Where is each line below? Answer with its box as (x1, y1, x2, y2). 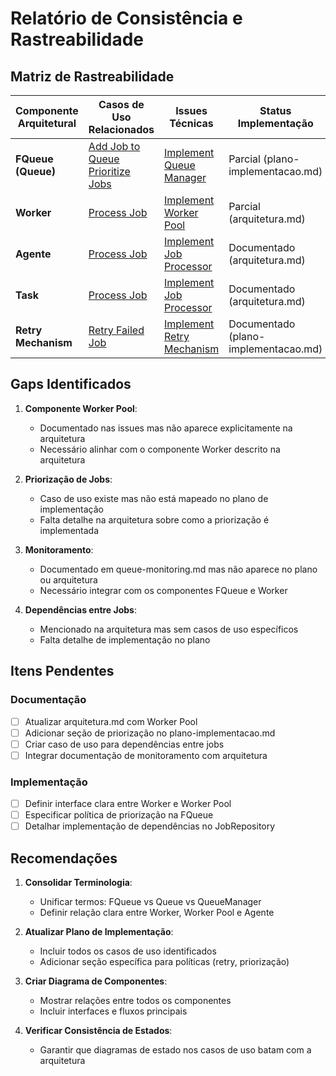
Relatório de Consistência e (10, 7, 243, 30)
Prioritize (88, 165, 131, 178)
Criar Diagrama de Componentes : (24, 975, 168, 987)
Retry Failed (88, 323, 145, 337)
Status (259, 104, 292, 117)
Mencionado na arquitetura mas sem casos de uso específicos (39, 623, 299, 635)
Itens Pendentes (10, 663, 115, 680)
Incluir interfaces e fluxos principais (39, 1005, 188, 1017)
